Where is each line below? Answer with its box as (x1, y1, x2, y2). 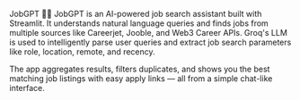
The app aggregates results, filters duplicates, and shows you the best (9, 63, 270, 74)
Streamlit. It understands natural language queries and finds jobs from (9, 18, 269, 29)
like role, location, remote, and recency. (9, 46, 155, 57)
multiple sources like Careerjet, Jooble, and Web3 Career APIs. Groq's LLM (9, 28, 287, 37)
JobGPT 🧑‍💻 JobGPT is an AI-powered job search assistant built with (9, 9, 262, 19)
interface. (9, 83, 45, 93)
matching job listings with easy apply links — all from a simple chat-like (9, 73, 273, 84)
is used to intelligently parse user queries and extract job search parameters (9, 37, 292, 47)
